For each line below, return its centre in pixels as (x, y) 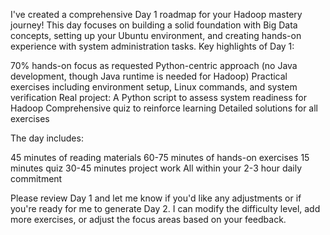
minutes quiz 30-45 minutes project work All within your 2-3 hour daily (156, 168)
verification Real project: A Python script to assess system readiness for (158, 97)
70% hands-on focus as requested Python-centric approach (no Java (154, 65)
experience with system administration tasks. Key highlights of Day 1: (152, 46)
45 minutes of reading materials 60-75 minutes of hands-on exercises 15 (160, 157)
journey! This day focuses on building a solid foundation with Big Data (154, 25)
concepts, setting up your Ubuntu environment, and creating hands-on (156, 35)
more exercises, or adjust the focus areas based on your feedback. (148, 219)
